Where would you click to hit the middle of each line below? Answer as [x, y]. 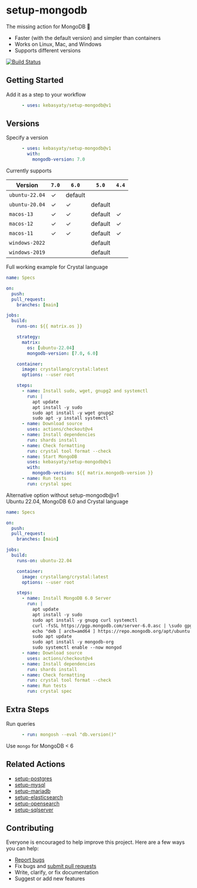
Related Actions [36, 764]
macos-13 [21, 214]
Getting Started [35, 80]
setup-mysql [30, 784]
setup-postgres [33, 778]
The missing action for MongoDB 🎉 [48, 26]
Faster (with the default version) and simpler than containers [88, 38]
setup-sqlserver [34, 810]
